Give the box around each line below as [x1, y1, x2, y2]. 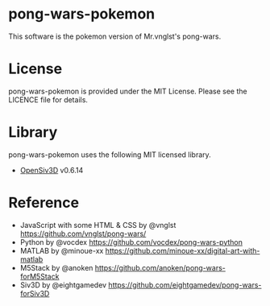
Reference [8, 194, 79, 212]
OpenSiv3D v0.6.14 [19, 165, 84, 175]
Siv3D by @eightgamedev [19, 279, 107, 290]
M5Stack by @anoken [19, 263, 93, 272]
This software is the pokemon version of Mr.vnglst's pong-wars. [8, 31, 222, 41]
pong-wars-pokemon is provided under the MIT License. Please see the [8, 86, 247, 96]
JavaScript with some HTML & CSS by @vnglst [19, 220, 177, 229]
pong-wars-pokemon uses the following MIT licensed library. [8, 150, 211, 159]
